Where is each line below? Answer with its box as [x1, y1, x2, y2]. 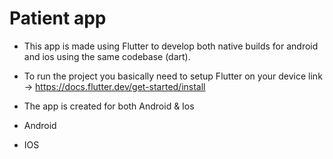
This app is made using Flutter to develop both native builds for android [23, 40, 319, 52]
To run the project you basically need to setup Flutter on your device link [23, 70, 323, 82]
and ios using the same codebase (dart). [23, 50, 191, 62]
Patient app [9, 7, 107, 30]
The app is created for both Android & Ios [23, 100, 195, 112]
